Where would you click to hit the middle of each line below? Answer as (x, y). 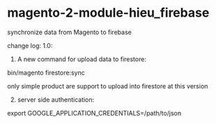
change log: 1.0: (30, 45)
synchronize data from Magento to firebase (70, 32)
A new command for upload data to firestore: (82, 59)
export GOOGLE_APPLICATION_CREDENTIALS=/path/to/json (94, 113)
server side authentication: (56, 100)
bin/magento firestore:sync (46, 72)
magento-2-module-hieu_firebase (108, 13)
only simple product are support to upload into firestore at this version (108, 86)
